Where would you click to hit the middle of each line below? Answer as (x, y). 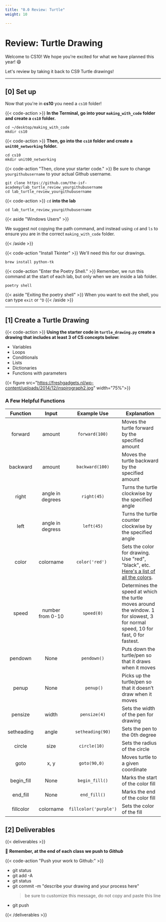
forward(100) (93, 434)
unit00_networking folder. (31, 146)
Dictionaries (24, 368)
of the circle (136, 749)
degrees (51, 500)
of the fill (132, 812)
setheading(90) (93, 732)
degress (51, 529)
